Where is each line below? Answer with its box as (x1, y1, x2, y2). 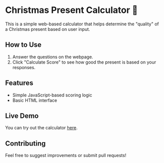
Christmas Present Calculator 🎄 (5, 4, 138, 16)
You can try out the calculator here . (5, 125, 78, 131)
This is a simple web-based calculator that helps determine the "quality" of (5, 21, 159, 27)
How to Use (5, 41, 42, 49)
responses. (12, 64, 36, 70)
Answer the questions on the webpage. (12, 54, 93, 60)
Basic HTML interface (12, 97, 57, 103)
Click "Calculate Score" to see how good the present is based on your (12, 59, 157, 65)
